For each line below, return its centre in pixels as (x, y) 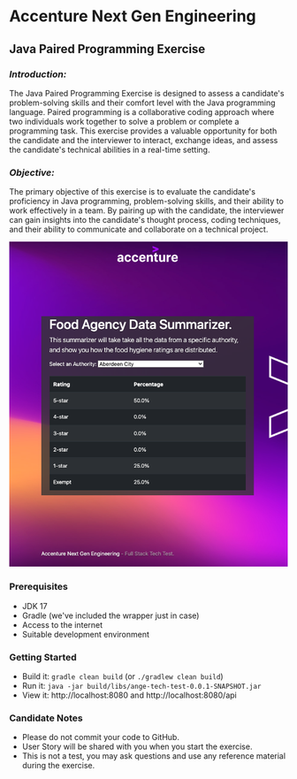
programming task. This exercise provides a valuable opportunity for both (143, 131)
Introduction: (38, 74)
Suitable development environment (86, 634)
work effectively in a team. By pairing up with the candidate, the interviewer (147, 210)
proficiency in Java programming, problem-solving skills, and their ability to (147, 202)
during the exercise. (58, 766)
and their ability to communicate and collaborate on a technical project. (139, 229)
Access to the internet (62, 624)
